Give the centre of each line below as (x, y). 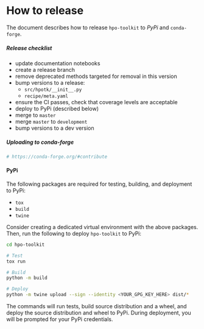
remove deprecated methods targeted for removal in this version (96, 76)
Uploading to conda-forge (40, 142)
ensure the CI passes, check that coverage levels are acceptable (96, 102)
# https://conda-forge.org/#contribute (57, 157)
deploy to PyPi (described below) (57, 108)
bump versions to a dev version (55, 128)
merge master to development (51, 121)
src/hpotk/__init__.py (53, 90)
